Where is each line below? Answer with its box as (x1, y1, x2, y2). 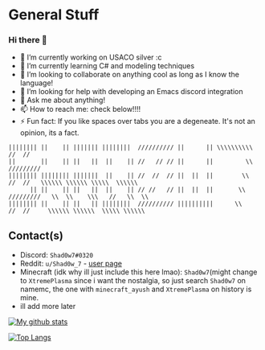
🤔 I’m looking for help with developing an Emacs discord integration (19, 87, 243, 97)
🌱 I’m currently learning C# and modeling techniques (19, 61, 195, 71)
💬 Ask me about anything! (19, 95, 106, 105)
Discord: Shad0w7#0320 (19, 250, 94, 260)
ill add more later (19, 302, 76, 311)
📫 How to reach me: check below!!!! (19, 105, 141, 114)
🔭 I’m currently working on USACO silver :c (19, 52, 162, 62)
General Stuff (8, 6, 100, 24)
